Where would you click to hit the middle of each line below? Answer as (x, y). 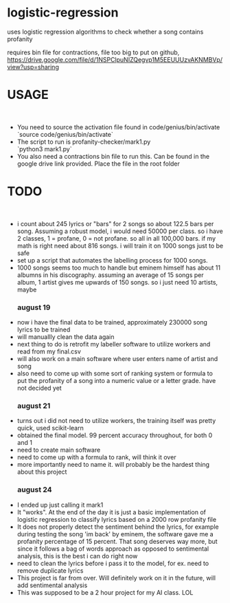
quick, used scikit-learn (50, 428)
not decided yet (39, 388)
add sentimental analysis (52, 585)
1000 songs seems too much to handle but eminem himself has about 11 (119, 267)
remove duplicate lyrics (50, 570)
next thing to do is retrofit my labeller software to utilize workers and (114, 344)
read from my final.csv (49, 351)
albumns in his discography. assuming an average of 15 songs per (110, 275)
